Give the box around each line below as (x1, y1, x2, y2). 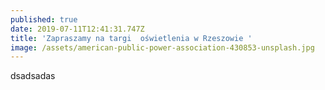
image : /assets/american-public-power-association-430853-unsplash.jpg (10, 42, 315, 53)
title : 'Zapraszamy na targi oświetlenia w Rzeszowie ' (10, 33, 253, 43)
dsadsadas (10, 70, 56, 82)
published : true (10, 14, 78, 25)
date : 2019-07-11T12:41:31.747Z (10, 24, 145, 34)
